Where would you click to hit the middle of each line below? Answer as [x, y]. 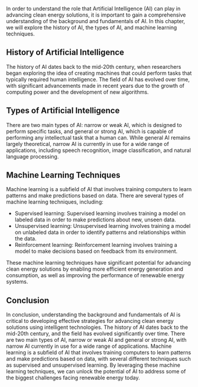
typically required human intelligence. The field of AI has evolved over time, [98, 79]
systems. [17, 282]
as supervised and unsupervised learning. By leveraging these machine [93, 365]
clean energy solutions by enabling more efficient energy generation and [95, 269]
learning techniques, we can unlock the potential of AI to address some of [96, 372]
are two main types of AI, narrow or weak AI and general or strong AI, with [97, 340]
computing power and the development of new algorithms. [77, 92]
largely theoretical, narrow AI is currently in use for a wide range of [88, 144]
